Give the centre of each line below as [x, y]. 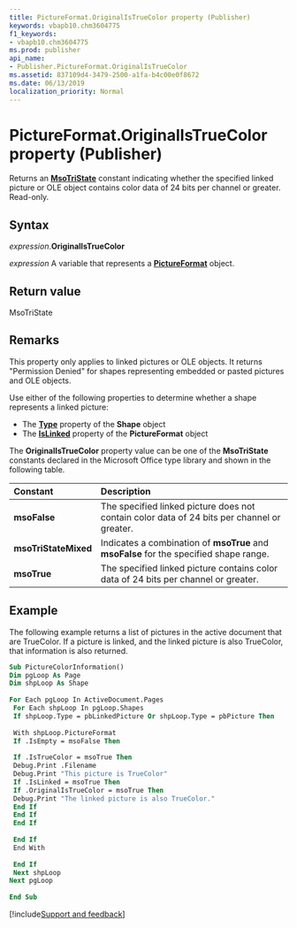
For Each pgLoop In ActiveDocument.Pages [87, 700]
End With [29, 847]
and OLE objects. [40, 380]
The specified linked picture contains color [189, 568]
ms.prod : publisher [45, 50]
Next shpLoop [37, 872]
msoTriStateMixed [53, 548]
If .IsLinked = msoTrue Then [67, 782]
